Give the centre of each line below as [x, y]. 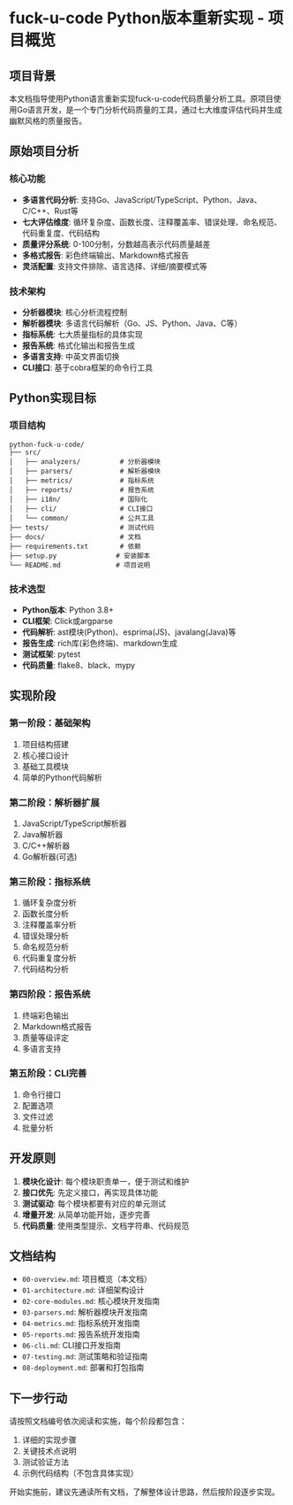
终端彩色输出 [45, 1015]
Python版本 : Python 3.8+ [68, 610]
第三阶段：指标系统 [50, 882]
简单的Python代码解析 [62, 777]
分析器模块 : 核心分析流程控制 [75, 312]
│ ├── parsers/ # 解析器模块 [85, 471]
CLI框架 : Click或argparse [67, 621]
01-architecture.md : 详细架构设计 [83, 1290]
